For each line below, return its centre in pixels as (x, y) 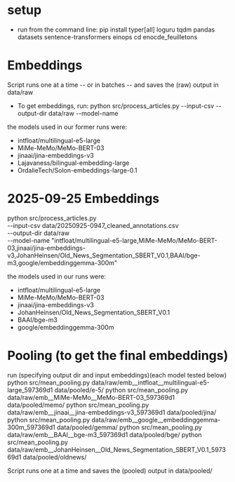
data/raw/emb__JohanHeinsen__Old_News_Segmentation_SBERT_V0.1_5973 (117, 449)
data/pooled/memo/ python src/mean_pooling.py (78, 405)
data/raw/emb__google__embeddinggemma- (156, 420)
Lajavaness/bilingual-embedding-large (73, 163)
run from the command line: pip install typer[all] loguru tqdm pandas (116, 29)
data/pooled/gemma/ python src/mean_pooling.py (129, 427)
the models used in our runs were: (57, 276)
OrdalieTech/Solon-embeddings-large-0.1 (77, 170)
